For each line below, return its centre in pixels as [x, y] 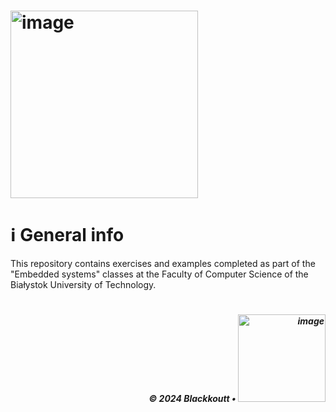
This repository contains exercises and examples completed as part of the [163, 264]
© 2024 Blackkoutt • [192, 399]
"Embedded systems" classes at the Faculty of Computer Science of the [159, 274]
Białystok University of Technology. [83, 285]
